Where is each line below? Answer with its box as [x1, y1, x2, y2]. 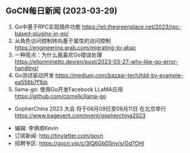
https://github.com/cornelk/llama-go [14, 92, 107, 100]
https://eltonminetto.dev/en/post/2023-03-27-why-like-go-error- [14, 58, 178, 65]
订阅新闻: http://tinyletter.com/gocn [14, 132, 104, 139]
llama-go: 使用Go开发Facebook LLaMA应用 [14, 86, 123, 93]
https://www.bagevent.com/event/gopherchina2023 [14, 112, 146, 119]
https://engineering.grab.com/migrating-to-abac [14, 44, 136, 51]
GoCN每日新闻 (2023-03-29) [5, 5, 118, 16]
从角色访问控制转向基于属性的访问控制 [14, 37, 111, 44]
